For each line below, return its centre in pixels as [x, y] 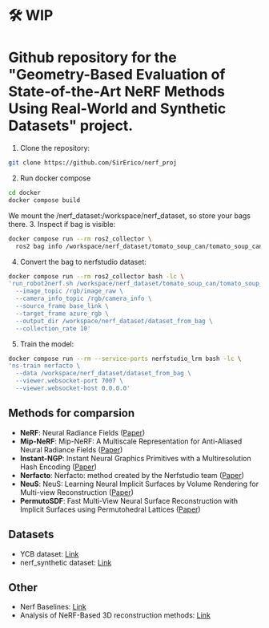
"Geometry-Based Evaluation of [117, 75]
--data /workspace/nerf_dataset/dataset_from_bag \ [104, 374]
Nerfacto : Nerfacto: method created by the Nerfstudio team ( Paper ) [132, 475]
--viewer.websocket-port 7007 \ [70, 381]
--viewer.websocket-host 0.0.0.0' [73, 388]
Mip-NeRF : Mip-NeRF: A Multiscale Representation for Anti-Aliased [131, 441]
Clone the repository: [55, 148]
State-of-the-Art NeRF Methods [117, 92]
